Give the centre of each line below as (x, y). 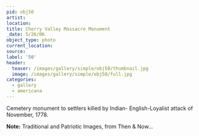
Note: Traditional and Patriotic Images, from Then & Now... (80, 126)
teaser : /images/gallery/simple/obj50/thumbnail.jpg (80, 68)
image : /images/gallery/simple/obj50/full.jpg (72, 74)
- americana (27, 91)
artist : (16, 18)
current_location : (30, 46)
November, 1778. (27, 114)
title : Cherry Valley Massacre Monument (59, 29)
